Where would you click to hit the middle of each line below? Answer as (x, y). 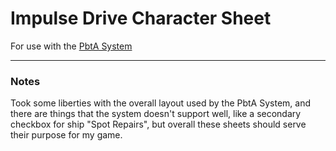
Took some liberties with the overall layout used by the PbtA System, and (161, 103)
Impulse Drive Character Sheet (141, 18)
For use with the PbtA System (71, 46)
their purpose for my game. (66, 135)
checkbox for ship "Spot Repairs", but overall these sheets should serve (158, 124)
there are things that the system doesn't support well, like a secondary (156, 114)
